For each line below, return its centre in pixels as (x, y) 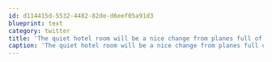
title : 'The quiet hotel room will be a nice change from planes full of (136, 38)
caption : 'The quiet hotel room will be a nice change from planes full (134, 46)
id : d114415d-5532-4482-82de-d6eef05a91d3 (81, 16)
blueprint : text (36, 23)
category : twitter (39, 31)
